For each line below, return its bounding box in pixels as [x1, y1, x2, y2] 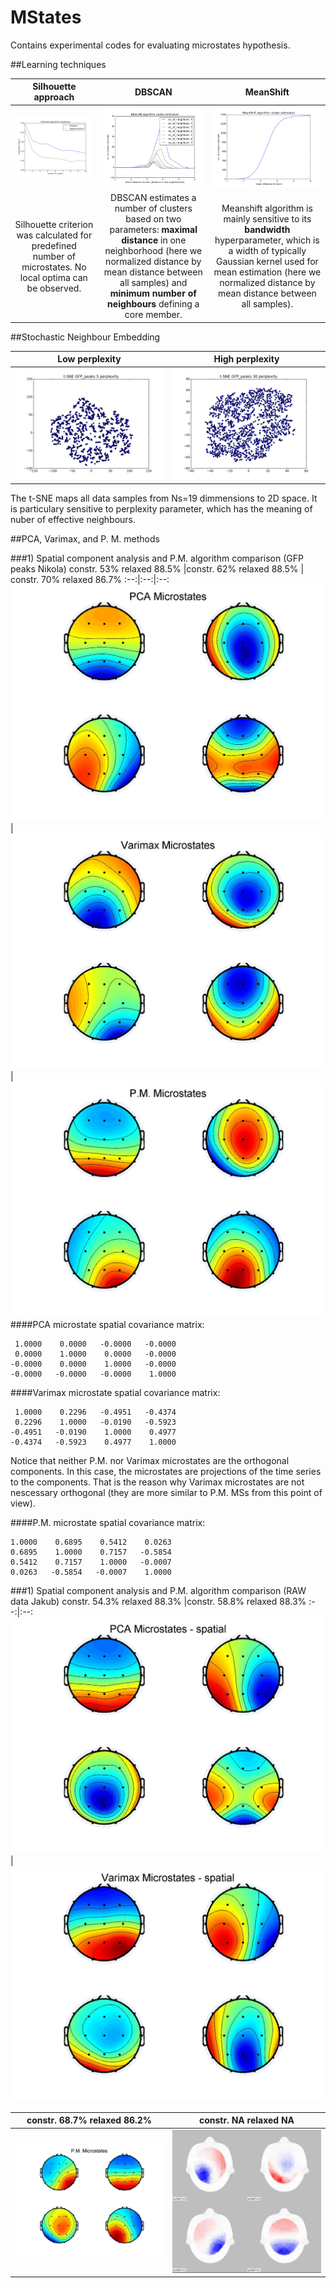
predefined [31, 239, 77, 251]
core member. [124, 309, 183, 321]
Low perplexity [57, 353, 122, 365]
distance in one [121, 234, 187, 246]
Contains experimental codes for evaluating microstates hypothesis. [10, 39, 291, 51]
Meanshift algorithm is [221, 202, 313, 215]
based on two [125, 213, 182, 225]
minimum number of [109, 287, 197, 300]
